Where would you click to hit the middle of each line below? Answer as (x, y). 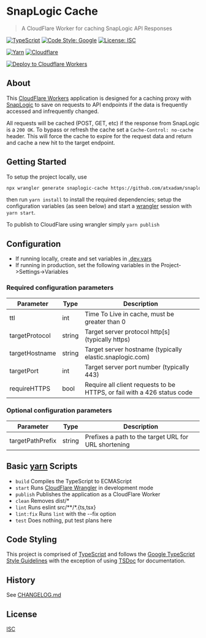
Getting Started (36, 162)
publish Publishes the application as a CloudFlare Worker (88, 494)
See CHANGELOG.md (34, 595)
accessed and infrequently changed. (53, 111)
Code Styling (32, 539)
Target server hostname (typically (133, 349)
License (22, 614)
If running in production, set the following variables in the (87, 265)
